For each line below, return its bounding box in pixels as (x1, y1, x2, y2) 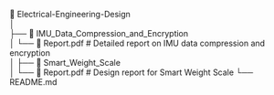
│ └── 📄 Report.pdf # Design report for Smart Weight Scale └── (9, 67, 254, 78)
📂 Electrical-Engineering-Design (9, 9, 131, 19)
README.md (9, 77, 58, 87)
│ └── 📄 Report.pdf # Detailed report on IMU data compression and (9, 37, 266, 48)
